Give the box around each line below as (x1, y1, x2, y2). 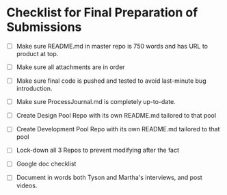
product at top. (16, 50, 59, 57)
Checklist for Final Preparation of (6, 5, 198, 21)
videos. (16, 181, 38, 190)
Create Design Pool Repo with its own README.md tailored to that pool (16, 112, 217, 120)
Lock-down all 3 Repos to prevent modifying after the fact (16, 146, 179, 155)
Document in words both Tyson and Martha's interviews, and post (16, 173, 202, 182)
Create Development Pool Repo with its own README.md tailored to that (16, 125, 220, 133)
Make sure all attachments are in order (16, 63, 125, 71)
